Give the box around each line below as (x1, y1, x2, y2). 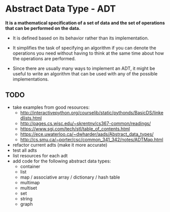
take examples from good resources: (12, 104, 90, 110)
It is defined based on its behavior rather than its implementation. (12, 35, 149, 41)
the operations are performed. (12, 55, 76, 61)
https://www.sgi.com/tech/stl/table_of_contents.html (20, 125, 130, 132)
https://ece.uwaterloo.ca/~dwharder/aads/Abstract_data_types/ (20, 131, 154, 137)
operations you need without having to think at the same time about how (12, 50, 164, 56)
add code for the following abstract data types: (12, 158, 111, 164)
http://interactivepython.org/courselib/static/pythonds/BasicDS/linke (20, 109, 164, 115)
